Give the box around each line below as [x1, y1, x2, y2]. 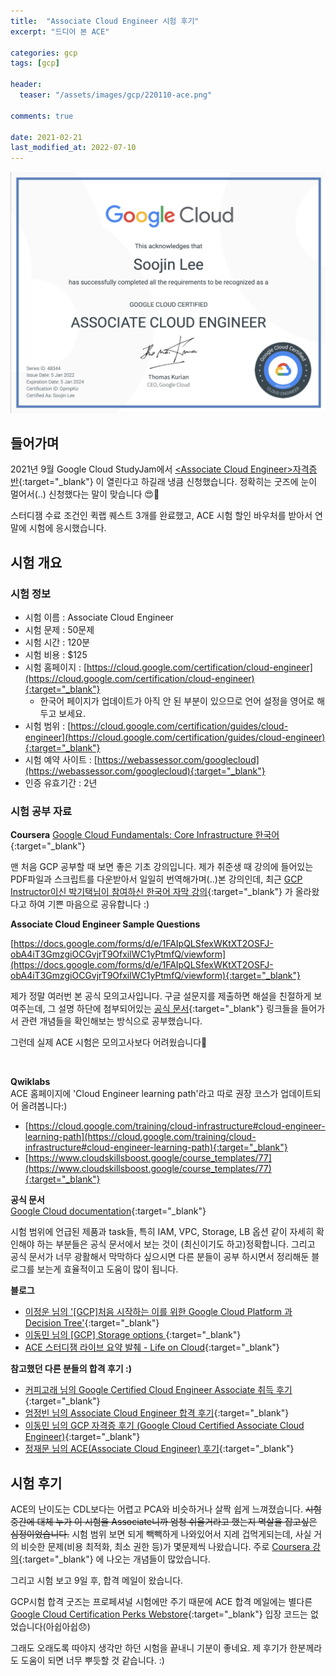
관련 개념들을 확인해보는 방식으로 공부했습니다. [20, 1015, 203, 1027]
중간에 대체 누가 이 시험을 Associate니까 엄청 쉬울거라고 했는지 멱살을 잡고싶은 [10, 1516, 318, 1528]
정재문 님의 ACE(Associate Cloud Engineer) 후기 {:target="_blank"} [24, 1443, 295, 1455]
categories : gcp [10, 48, 78, 58]
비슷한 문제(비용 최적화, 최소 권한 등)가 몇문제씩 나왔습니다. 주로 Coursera [20, 1541, 311, 1553]
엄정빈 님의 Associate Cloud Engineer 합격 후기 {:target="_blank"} [24, 1407, 290, 1419]
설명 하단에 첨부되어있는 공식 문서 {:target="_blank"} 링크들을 [58, 1003, 299, 1015]
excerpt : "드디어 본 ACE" [10, 26, 110, 37]
